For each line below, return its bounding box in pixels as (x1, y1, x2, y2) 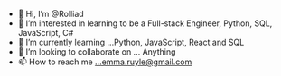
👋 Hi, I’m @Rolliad (17, 9, 84, 19)
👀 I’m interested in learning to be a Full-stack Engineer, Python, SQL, (17, 18, 273, 29)
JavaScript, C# (17, 28, 74, 38)
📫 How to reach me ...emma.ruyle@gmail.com (17, 56, 192, 67)
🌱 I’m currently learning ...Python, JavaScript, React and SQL (17, 37, 245, 47)
